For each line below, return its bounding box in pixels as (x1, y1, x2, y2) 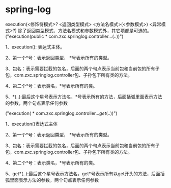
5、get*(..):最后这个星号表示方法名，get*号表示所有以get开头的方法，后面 (5, 170, 160, 177)
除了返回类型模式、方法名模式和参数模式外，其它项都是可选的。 (17, 27, 152, 34)
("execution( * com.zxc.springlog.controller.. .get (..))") (5, 110, 118, 116)
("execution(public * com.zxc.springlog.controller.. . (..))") (5, 33, 124, 39)
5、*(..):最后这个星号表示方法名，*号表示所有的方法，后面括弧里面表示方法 (5, 93, 162, 100)
